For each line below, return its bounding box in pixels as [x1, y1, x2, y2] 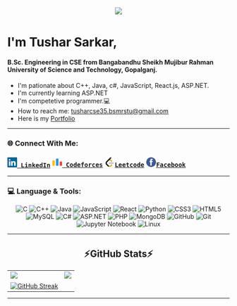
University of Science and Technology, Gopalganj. [7, 65, 158, 74]
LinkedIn [20, 161, 51, 169]
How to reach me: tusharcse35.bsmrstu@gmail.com [17, 106, 169, 115]
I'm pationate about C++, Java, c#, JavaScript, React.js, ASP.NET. [17, 81, 209, 89]
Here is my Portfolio [17, 114, 75, 122]
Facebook [156, 161, 186, 169]
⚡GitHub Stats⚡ [83, 248, 154, 260]
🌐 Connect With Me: [7, 138, 79, 148]
